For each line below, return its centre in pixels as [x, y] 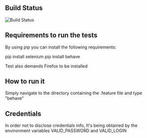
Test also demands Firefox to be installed [46, 66]
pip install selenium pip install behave [43, 56]
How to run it [25, 81]
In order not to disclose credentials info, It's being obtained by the [71, 126]
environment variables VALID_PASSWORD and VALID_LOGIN [66, 131]
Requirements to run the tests [51, 35]
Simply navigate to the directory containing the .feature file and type [74, 93]
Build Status [24, 8]
